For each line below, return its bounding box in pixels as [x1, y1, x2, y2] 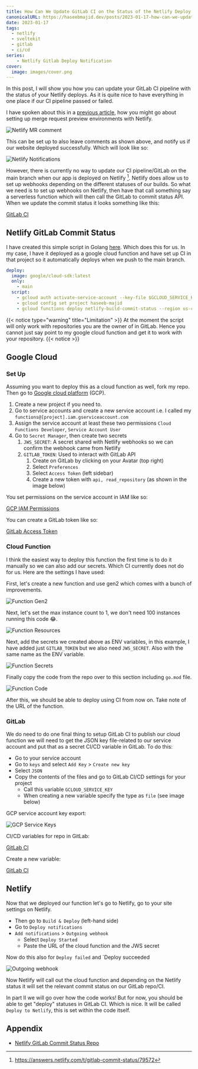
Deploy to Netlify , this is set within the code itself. [6, 1007, 131, 1014]
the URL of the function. [6, 702, 65, 710]
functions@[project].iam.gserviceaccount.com [14, 415, 128, 421]
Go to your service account [14, 754, 81, 762]
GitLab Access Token [6, 528, 58, 535]
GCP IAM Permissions [6, 505, 60, 512]
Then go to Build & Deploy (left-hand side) [14, 917, 119, 924]
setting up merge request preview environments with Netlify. [6, 115, 153, 123]
